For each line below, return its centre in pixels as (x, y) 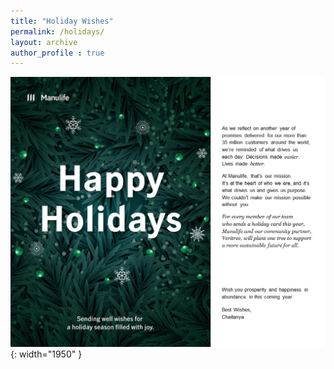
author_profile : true (57, 53)
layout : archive (44, 42)
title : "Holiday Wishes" (62, 21)
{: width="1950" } (46, 354)
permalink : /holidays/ (57, 31)
